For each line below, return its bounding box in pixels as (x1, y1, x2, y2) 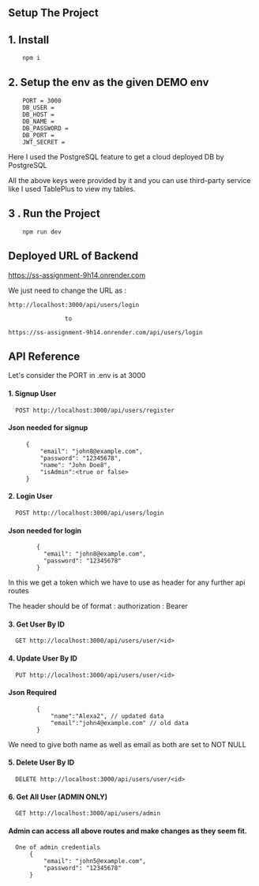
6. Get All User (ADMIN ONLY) (8, 792, 108, 802)
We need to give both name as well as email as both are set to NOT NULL (8, 739, 246, 749)
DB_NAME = (22, 118, 55, 125)
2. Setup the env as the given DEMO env (8, 76, 209, 89)
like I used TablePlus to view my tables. (8, 184, 136, 193)
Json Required (8, 688, 57, 697)
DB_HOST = (22, 110, 55, 118)
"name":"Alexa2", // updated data (50, 712, 164, 720)
